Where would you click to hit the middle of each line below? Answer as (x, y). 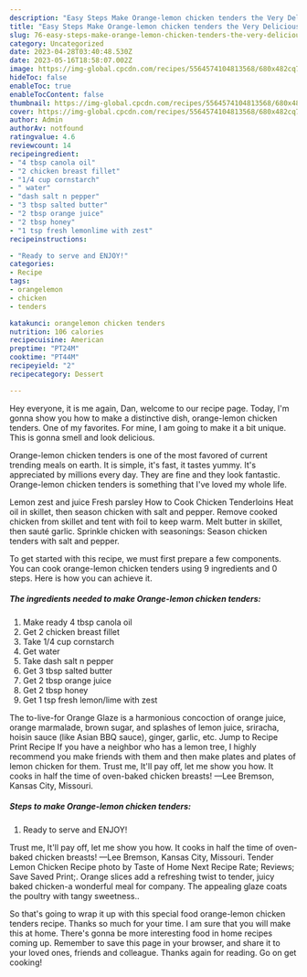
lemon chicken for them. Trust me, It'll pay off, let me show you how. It (142, 766)
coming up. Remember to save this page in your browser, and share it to (145, 942)
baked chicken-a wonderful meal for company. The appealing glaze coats (148, 886)
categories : (32, 264)
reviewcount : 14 (40, 145)
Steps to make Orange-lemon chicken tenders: (101, 807)
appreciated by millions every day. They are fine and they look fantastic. (145, 474)
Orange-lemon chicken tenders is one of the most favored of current (138, 455)
